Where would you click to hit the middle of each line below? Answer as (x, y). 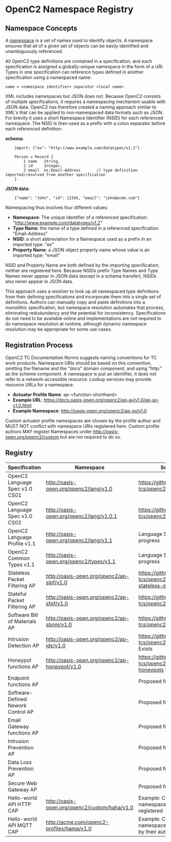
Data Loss (20, 762)
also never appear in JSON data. (39, 281)
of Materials (22, 621)
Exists (145, 649)
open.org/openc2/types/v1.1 (81, 561)
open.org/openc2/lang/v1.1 (79, 540)
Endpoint (19, 678)
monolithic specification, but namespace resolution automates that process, (85, 308)
